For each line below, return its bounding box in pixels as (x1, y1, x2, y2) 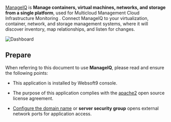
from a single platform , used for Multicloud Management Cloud (5, 10, 140, 16)
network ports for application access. (12, 110, 92, 117)
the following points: (5, 70, 49, 76)
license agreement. (12, 95, 54, 101)
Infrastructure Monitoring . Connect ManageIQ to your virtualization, (5, 15, 149, 21)
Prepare (5, 51, 32, 59)
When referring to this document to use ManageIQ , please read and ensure (5, 64, 165, 71)
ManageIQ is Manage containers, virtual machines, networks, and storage (5, 5, 166, 10)
